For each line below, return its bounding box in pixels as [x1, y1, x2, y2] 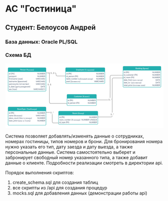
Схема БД [5, 51, 32, 58]
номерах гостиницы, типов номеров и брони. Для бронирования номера [5, 138, 163, 144]
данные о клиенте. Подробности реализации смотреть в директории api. [5, 160, 163, 166]
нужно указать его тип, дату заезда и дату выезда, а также [5, 144, 133, 150]
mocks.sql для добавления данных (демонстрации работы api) [12, 190, 147, 196]
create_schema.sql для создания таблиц [12, 179, 98, 185]
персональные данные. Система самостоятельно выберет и [5, 149, 136, 155]
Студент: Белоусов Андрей [5, 23, 96, 32]
